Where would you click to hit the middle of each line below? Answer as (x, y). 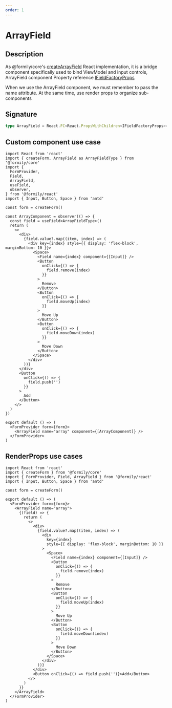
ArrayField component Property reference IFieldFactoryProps (70, 77)
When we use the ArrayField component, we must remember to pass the (82, 87)
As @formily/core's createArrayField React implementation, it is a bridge (81, 67)
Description (24, 54)
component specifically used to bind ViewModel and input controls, (77, 72)
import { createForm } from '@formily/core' (53, 472)
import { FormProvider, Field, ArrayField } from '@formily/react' (79, 477)
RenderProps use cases (44, 456)
